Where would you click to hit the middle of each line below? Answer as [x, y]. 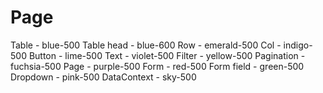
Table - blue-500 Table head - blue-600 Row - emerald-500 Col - [146, 45]
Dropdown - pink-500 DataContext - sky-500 [103, 77]
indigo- [298, 45]
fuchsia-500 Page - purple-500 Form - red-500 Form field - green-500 [157, 66]
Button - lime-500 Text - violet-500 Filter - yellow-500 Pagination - [167, 55]
